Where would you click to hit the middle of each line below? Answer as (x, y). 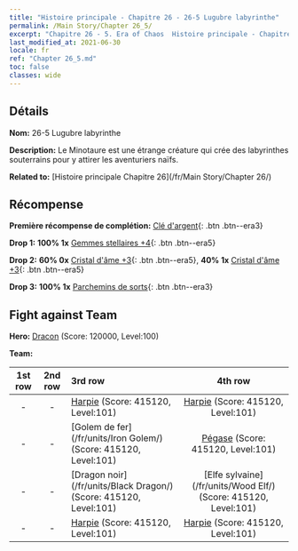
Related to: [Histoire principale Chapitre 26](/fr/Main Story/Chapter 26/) (141, 176)
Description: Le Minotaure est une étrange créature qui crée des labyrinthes (149, 150)
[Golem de (93, 427)
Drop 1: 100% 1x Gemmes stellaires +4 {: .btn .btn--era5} (113, 243)
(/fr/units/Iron (98, 438)
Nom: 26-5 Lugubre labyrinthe (65, 132)
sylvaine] (244, 475)
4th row (234, 381)
